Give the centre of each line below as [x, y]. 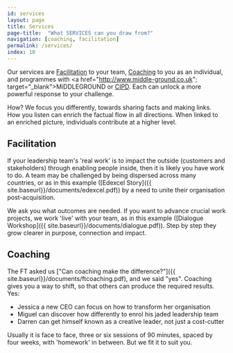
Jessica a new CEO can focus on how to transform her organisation [114, 307]
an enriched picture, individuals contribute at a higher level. [92, 122]
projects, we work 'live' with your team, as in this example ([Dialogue [105, 218]
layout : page [26, 20]
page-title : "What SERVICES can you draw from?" [80, 33]
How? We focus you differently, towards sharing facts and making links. [109, 107]
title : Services [31, 26]
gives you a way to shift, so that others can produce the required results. [111, 286]
